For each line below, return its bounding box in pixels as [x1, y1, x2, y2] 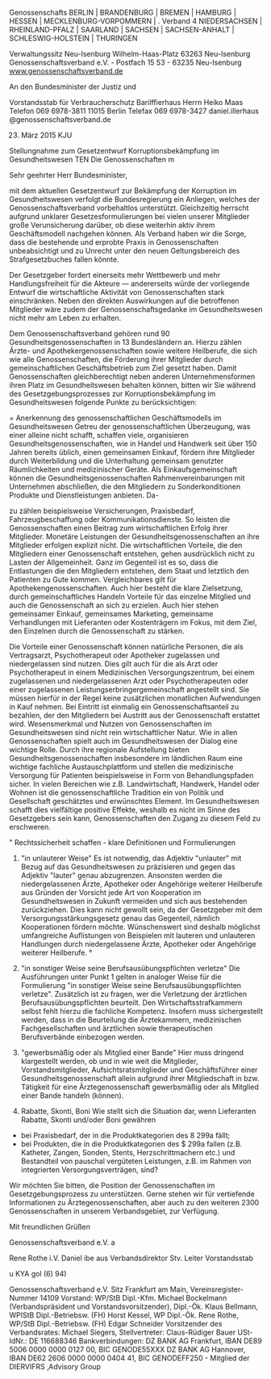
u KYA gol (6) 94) [9, 1269, 67, 1278]
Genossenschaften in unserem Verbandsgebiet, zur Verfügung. [9, 1206, 220, 1216]
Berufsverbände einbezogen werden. [20, 1032, 145, 1041]
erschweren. [9, 822, 51, 831]
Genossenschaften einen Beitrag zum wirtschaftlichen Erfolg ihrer [9, 523, 228, 532]
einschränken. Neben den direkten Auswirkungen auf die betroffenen [9, 296, 240, 305]
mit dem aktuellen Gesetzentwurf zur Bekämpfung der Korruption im [9, 186, 237, 195]
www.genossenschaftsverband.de [9, 66, 123, 76]
